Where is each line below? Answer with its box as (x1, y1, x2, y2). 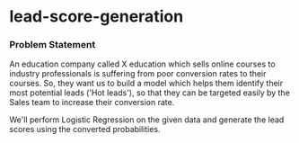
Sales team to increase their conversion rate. (9, 97, 175, 108)
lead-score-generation (9, 6, 184, 27)
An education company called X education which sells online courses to (9, 58, 276, 69)
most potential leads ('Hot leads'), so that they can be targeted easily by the (9, 87, 290, 98)
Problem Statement (9, 39, 96, 51)
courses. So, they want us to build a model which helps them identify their (9, 78, 284, 89)
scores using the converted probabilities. (9, 124, 161, 135)
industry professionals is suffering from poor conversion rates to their (9, 68, 267, 79)
